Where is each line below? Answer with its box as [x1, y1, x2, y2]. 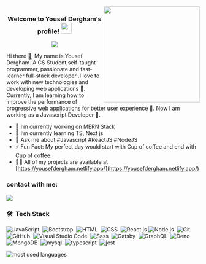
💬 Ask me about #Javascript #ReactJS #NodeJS [15, 136, 138, 144]
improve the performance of [6, 98, 78, 106]
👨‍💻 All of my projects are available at [15, 158, 109, 166]
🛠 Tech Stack [6, 209, 50, 218]
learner [6, 72, 25, 79]
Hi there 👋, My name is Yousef [6, 52, 83, 60]
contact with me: [6, 181, 58, 189]
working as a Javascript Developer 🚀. [6, 111, 101, 118]
